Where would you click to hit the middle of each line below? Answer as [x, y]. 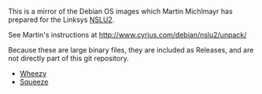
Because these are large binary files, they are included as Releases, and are [131, 50]
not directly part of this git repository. [68, 58]
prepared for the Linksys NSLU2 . [61, 20]
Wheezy [33, 73]
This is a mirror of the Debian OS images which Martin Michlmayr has [121, 11]
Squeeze [34, 82]
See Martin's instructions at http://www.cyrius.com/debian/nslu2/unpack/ [127, 35]
